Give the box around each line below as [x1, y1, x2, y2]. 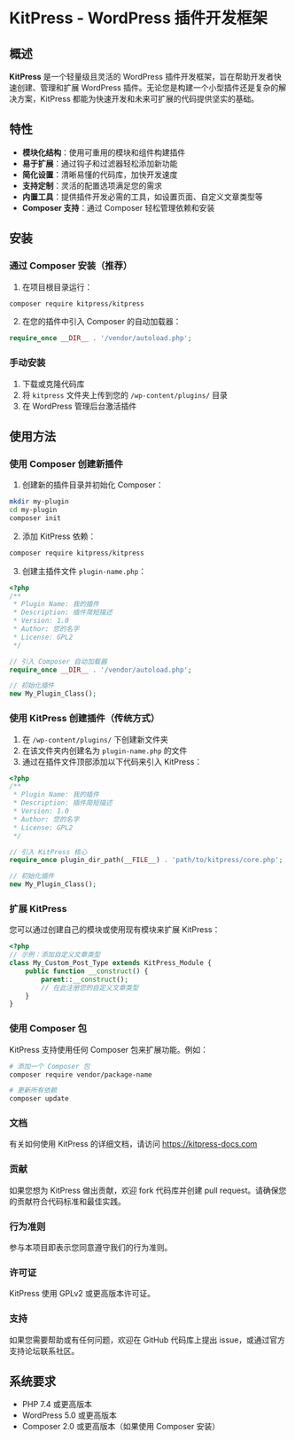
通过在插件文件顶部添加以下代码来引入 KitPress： [21, 756, 203, 767]
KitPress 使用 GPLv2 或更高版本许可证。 [9, 1288, 156, 1299]
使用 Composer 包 [9, 1023, 87, 1035]
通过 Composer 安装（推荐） [9, 260, 133, 272]
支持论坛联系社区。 [9, 1345, 80, 1356]
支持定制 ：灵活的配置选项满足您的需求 [21, 180, 162, 191]
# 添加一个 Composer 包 [9, 1062, 90, 1070]
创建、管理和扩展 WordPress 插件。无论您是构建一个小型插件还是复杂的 [16, 82, 279, 93]
